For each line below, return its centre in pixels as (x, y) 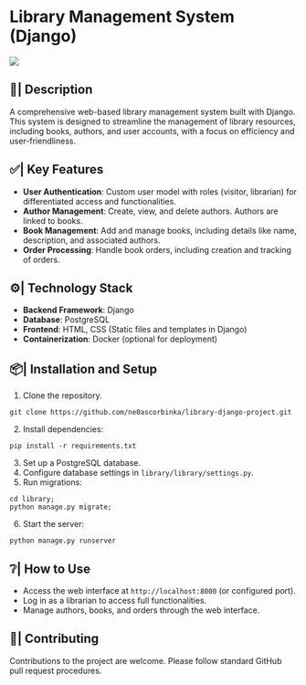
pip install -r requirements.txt (73, 446)
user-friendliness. (42, 141)
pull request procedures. (56, 670)
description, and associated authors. (92, 240)
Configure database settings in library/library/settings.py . (138, 473)
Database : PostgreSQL (66, 320)
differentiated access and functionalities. (99, 201)
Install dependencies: (63, 429)
